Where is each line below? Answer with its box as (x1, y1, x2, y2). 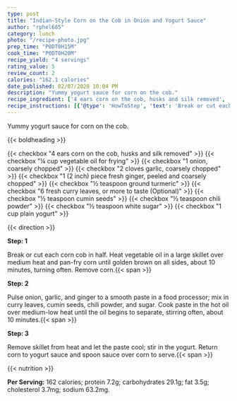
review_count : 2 (7, 69, 55, 76)
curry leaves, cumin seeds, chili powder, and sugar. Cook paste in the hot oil (7, 300, 229, 308)
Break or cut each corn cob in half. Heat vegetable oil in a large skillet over (7, 250, 224, 259)
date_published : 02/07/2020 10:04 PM (7, 83, 119, 90)
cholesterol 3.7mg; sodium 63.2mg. (7, 385, 111, 393)
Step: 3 (7, 329, 30, 337)
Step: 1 (7, 236, 28, 245)
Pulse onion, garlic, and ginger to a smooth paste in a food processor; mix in (7, 293, 229, 301)
